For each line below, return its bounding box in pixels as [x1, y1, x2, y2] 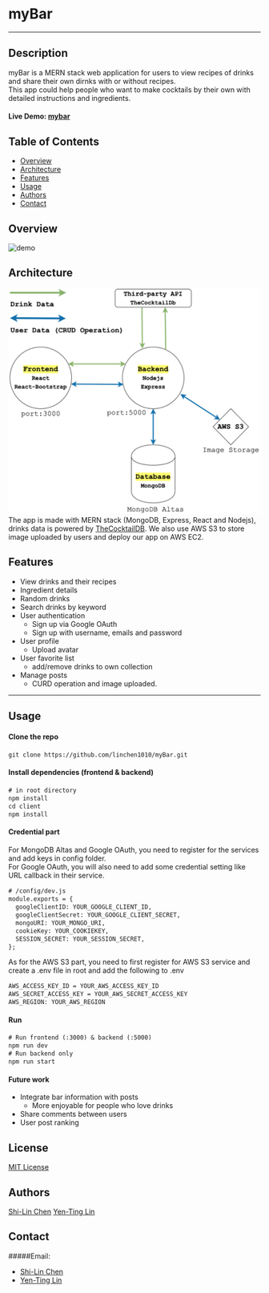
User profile [19, 636, 60, 645]
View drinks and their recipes [19, 576, 117, 586]
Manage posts [19, 670, 68, 680]
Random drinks [19, 593, 70, 603]
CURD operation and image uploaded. [31, 678, 158, 689]
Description [8, 46, 68, 60]
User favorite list [19, 653, 74, 663]
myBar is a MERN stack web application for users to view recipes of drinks [8, 67, 255, 77]
